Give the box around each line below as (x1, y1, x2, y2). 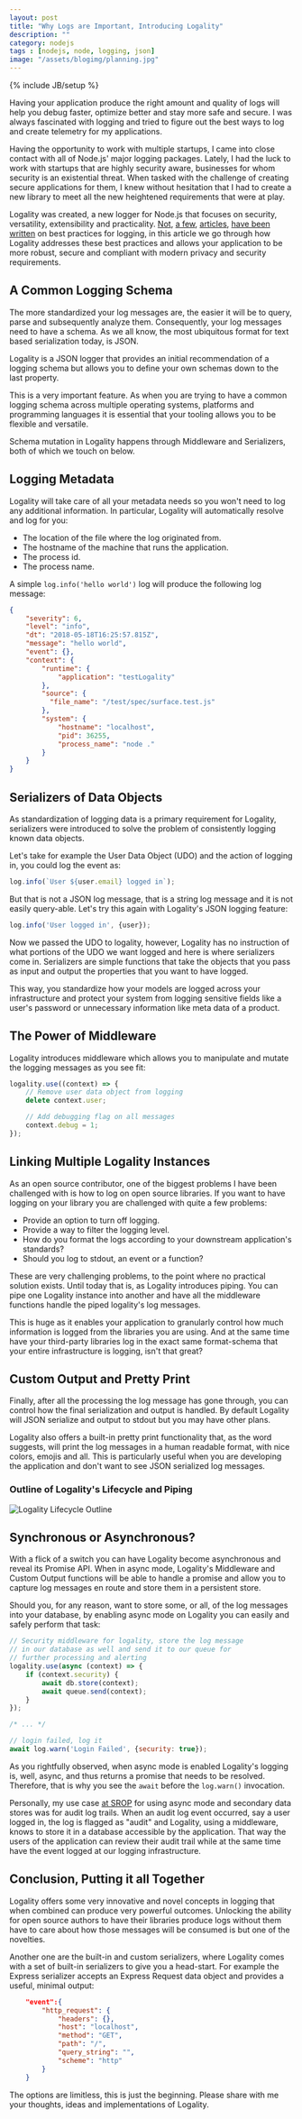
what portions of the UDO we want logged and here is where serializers (9, 946, 275, 957)
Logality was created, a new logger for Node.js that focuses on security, (9, 209, 278, 219)
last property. (9, 372, 59, 383)
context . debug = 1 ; (25, 1121, 99, 1130)
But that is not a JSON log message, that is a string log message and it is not (9, 894, 294, 904)
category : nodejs (9, 38, 75, 48)
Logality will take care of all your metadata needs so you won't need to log (9, 495, 286, 506)
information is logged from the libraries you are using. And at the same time (9, 1326, 290, 1337)
